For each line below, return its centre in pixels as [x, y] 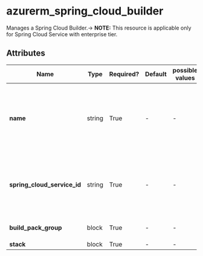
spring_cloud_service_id [45, 184]
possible [185, 70]
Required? [124, 74]
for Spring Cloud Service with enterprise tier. [62, 34]
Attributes [26, 53]
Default [156, 74]
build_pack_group [36, 228]
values [185, 78]
